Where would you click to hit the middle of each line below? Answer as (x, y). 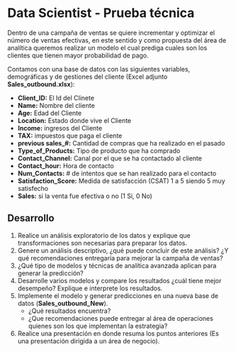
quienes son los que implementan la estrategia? (98, 326)
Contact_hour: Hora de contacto (66, 165)
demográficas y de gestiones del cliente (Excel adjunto (88, 77)
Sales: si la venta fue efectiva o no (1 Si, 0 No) (85, 196)
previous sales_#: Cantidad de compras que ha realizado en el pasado (121, 143)
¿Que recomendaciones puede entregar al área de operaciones (121, 318)
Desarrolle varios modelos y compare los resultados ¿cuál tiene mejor (119, 280)
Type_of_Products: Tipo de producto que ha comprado (99, 150)
